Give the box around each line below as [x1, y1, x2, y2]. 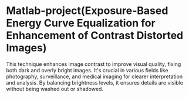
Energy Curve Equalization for [6, 16, 156, 30]
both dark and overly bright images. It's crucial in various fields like [6, 66, 168, 73]
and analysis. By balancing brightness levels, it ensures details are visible [6, 79, 184, 86]
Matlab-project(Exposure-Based [6, 4, 168, 17]
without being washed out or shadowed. [6, 85, 104, 92]
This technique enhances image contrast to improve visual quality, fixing [6, 60, 181, 68]
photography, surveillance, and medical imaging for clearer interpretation [6, 73, 183, 80]
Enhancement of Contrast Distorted [6, 29, 184, 42]
